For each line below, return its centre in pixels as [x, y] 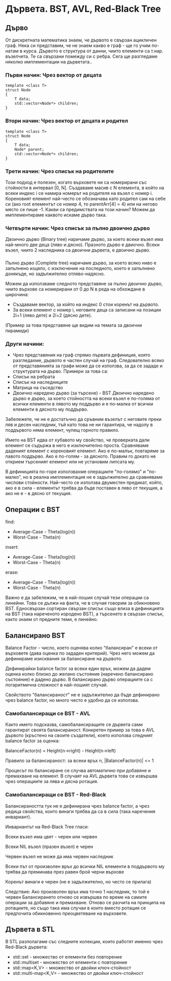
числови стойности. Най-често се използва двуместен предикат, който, [84, 483]
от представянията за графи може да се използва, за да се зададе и [88, 366]
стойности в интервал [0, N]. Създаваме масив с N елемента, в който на [85, 188]
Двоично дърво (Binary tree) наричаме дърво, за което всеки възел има [84, 239]
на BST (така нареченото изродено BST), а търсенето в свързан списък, [85, 614]
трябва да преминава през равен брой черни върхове [65, 872]
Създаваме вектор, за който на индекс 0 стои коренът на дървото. [86, 304]
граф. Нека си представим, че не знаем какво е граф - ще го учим [78, 46]
